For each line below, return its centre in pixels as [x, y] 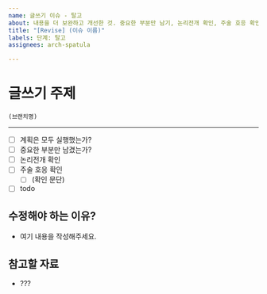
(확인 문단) [48, 180]
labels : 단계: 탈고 [37, 38]
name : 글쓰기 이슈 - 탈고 [45, 15]
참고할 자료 [34, 263]
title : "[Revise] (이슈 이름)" [57, 30]
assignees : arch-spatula [49, 45]
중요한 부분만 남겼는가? [56, 150]
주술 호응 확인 [41, 170]
